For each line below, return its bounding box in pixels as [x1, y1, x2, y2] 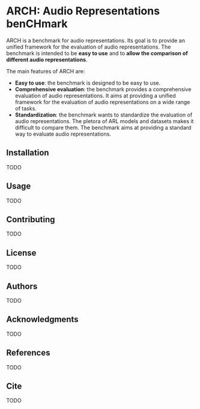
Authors [6, 281, 38, 291]
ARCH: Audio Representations [6, 4, 160, 18]
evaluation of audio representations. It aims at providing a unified [14, 92, 176, 99]
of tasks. [14, 105, 37, 112]
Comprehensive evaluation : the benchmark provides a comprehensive [14, 85, 192, 92]
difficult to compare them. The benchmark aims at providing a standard [14, 124, 192, 131]
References [6, 348, 50, 358]
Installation [6, 148, 49, 158]
